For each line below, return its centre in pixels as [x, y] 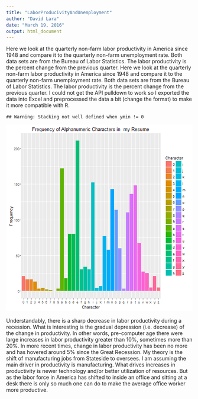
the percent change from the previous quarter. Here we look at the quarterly [99, 67]
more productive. [27, 390]
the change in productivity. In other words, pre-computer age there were [95, 333]
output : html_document [34, 31]
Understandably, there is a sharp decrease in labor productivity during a [94, 321]
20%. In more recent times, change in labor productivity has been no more [97, 346]
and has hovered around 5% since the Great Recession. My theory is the [95, 352]
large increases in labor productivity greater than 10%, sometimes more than [99, 340]
